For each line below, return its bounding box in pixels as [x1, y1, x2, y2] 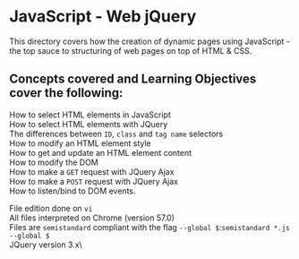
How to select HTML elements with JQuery [9, 118, 168, 129]
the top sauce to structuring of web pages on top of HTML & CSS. [9, 45, 252, 56]
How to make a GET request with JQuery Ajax [9, 166, 175, 177]
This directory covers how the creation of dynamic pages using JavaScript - [9, 36, 291, 47]
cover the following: [9, 85, 124, 100]
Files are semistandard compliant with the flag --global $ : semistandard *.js [9, 221, 290, 232]
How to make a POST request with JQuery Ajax [9, 176, 179, 186]
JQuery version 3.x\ [9, 239, 82, 250]
